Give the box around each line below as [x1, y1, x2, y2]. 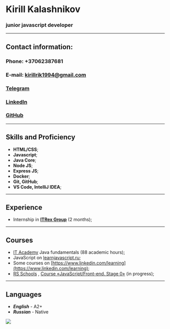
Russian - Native [13, 309, 49, 315]
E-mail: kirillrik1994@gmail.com [6, 71, 86, 78]
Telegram [6, 85, 30, 92]
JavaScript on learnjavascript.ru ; [13, 255, 81, 261]
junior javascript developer [6, 22, 73, 29]
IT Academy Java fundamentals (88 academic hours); [13, 249, 125, 255]
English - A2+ [13, 304, 42, 310]
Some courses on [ [13, 260, 53, 266]
